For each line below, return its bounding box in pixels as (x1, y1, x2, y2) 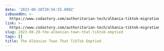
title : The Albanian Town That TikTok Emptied (5, 39, 102, 44)
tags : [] (5, 34, 23, 39)
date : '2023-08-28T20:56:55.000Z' (5, 7, 76, 12)
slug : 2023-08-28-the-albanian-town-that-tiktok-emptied (5, 30, 123, 34)
